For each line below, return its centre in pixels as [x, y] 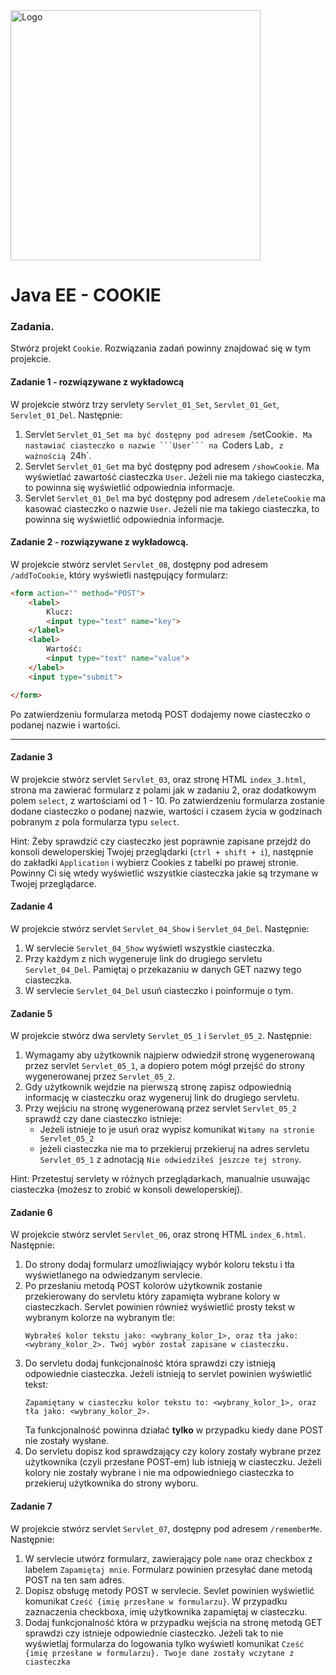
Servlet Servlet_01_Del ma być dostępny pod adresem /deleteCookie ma [175, 498]
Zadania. [32, 327]
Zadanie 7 [31, 1506]
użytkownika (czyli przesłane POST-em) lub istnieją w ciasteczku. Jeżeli [173, 1462]
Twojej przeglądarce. [53, 883]
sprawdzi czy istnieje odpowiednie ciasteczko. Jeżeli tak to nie [154, 1633]
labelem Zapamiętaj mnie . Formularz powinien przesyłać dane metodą [168, 1569]
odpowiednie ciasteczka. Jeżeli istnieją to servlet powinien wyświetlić [168, 1374]
